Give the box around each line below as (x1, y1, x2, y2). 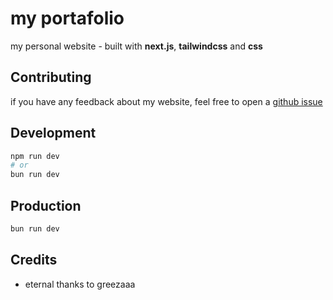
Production (10, 197, 82, 214)
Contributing (10, 69, 92, 86)
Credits (10, 252, 58, 269)
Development (10, 125, 97, 142)
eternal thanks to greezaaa (24, 278, 136, 290)
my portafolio (10, 7, 125, 30)
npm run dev (10, 151, 60, 161)
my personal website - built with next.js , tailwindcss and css (10, 40, 263, 52)
